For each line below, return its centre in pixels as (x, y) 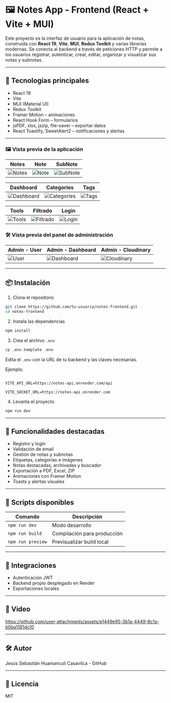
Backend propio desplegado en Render (54, 583)
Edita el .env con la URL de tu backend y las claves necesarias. (71, 359)
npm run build (25, 534)
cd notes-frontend (25, 312)
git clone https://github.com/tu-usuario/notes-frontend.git (72, 307)
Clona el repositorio (33, 298)
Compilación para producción (87, 534)
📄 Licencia (22, 684)
